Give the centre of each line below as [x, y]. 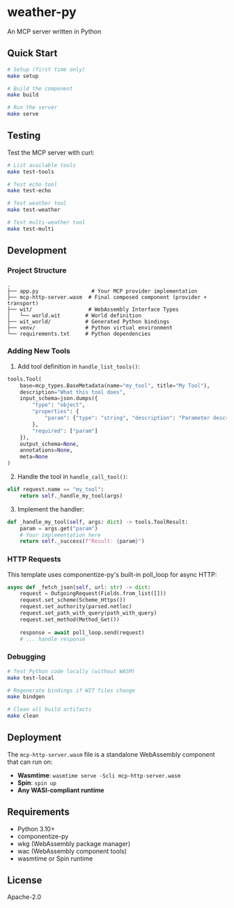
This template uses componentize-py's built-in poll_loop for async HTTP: [112, 574]
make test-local [31, 678]
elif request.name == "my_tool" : [56, 490]
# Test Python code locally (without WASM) [71, 671]
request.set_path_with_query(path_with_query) [88, 613]
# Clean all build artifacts [49, 709]
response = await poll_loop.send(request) [82, 632]
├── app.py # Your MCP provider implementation [102, 291]
